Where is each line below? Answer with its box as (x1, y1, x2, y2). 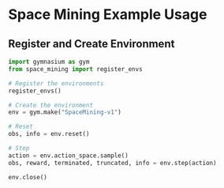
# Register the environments (8, 79, 104, 88)
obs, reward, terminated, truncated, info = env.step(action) (8, 159, 217, 167)
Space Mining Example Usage (8, 6, 207, 24)
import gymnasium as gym (8, 58, 90, 66)
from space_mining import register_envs (8, 65, 144, 73)
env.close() (8, 173, 47, 181)
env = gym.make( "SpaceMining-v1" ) (8, 108, 122, 116)
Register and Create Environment (8, 37, 175, 51)
